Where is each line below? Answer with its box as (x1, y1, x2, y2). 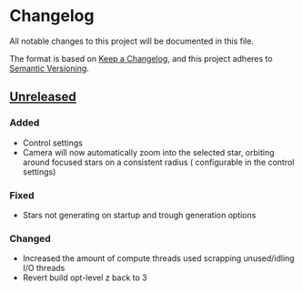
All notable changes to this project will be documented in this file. (9, 35, 255, 46)
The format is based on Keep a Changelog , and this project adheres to (9, 53, 273, 64)
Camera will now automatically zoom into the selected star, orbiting (22, 146, 275, 157)
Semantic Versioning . (9, 63, 89, 74)
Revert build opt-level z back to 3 (22, 272, 147, 283)
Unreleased (9, 89, 77, 105)
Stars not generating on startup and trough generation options (22, 209, 257, 220)
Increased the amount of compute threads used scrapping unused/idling (22, 253, 295, 264)
